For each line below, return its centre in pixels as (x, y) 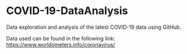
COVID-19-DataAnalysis (67, 11)
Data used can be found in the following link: (61, 38)
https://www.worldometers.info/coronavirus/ (61, 45)
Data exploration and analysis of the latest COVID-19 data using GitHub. (94, 27)
